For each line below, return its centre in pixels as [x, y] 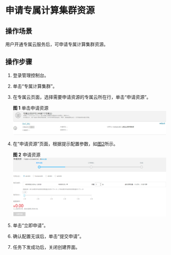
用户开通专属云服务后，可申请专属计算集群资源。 [57, 44]
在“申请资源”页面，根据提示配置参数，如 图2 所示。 [65, 144]
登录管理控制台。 [31, 75]
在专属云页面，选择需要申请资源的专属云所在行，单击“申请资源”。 [82, 97]
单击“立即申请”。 [30, 225]
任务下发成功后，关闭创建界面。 [46, 247]
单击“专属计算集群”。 [35, 86]
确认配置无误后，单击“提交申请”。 [48, 237]
